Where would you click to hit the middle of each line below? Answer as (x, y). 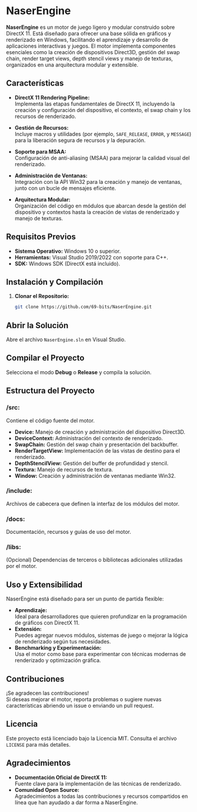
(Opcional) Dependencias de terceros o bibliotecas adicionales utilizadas (94, 560)
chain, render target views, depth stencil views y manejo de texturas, (90, 58)
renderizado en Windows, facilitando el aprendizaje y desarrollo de (87, 39)
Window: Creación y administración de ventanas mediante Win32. (95, 476)
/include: (19, 491)
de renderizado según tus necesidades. (63, 642)
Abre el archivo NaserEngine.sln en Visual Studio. (66, 339)
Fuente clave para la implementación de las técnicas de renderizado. (98, 783)
